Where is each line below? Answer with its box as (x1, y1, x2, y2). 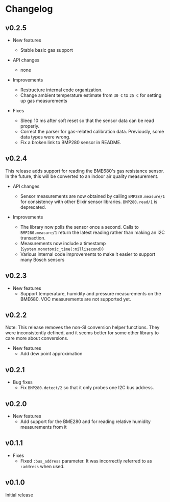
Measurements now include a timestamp (20, 240, 106, 246)
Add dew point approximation (20, 351, 83, 357)
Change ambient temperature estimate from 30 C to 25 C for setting (20, 92, 162, 98)
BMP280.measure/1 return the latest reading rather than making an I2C (20, 229, 165, 235)
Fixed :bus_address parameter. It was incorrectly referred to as (20, 457, 152, 464)
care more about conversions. (5, 335, 68, 342)
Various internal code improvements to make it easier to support (20, 251, 156, 257)
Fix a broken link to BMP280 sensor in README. (20, 139, 122, 145)
